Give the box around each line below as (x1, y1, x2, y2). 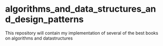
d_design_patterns (5, 14, 84, 25)
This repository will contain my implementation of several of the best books (5, 30, 159, 36)
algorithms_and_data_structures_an (5, 3, 157, 15)
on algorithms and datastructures (5, 35, 73, 41)
